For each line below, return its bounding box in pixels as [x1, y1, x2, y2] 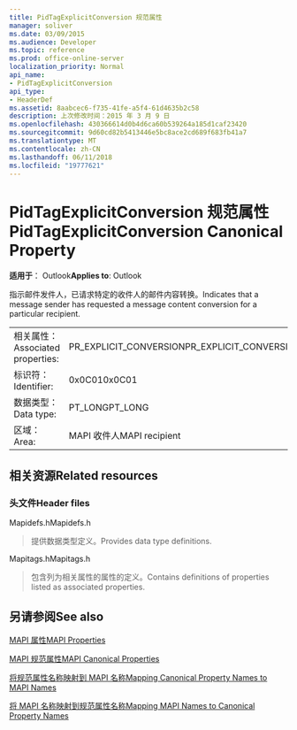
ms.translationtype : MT [9, 136, 97, 145]
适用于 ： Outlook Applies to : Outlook [9, 271, 142, 281]
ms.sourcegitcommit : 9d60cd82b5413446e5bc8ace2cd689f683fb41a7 [9, 128, 247, 137]
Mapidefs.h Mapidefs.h [9, 518, 91, 527]
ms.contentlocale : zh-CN [9, 144, 101, 153]
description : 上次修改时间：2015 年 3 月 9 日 [9, 111, 171, 120]
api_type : [9, 87, 46, 96]
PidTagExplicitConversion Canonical [9, 221, 284, 242]
